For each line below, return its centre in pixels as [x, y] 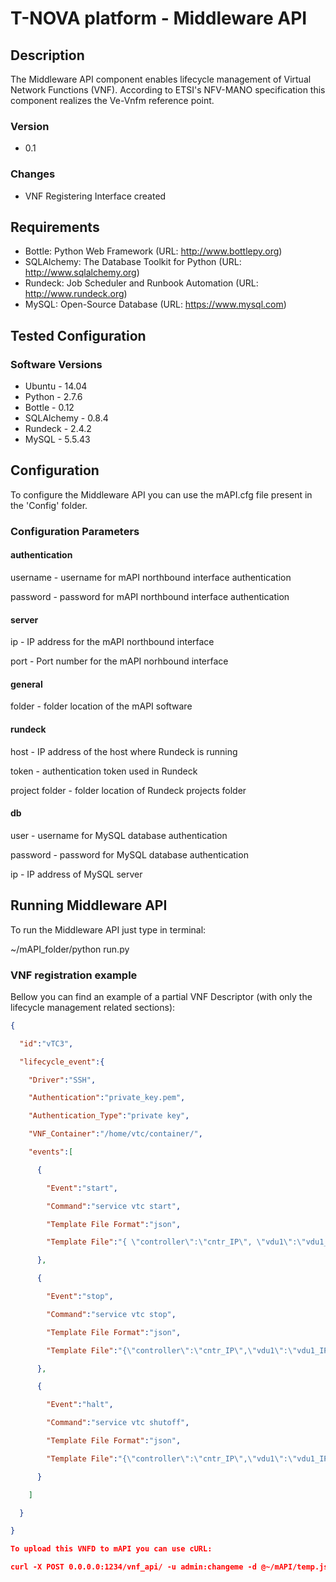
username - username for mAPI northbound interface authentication [151, 578]
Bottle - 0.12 [49, 408]
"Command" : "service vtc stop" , [111, 1314]
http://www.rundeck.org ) [76, 294]
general [26, 684]
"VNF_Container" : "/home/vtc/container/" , [115, 1134]
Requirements [55, 227]
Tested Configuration [78, 335]
